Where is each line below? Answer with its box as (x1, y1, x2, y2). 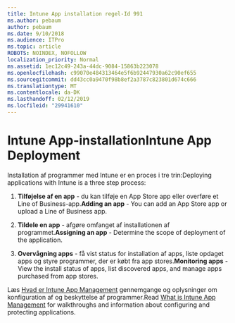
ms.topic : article (7, 43, 61, 50)
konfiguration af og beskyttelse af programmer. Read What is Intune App (7, 293, 216, 301)
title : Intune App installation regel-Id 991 (7, 10, 143, 18)
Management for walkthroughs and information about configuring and (7, 300, 210, 309)
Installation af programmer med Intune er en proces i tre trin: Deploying (7, 171, 212, 179)
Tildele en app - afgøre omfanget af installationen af (17, 220, 170, 229)
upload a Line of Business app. (17, 207, 108, 215)
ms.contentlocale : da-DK (7, 89, 80, 96)
